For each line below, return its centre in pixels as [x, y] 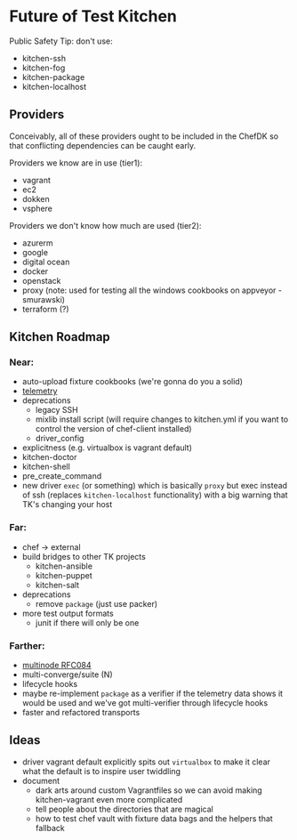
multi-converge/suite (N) [67, 674]
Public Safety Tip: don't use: [61, 41]
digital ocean [46, 262]
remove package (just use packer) [96, 603]
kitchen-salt [57, 585]
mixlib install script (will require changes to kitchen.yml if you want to [162, 419]
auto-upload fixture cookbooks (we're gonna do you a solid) [132, 382]
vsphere [37, 208]
